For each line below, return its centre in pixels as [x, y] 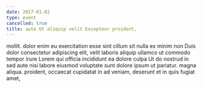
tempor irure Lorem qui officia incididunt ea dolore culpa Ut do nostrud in [98, 59]
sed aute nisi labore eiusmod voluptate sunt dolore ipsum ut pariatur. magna [101, 66]
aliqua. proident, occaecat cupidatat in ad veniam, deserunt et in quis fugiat [101, 72]
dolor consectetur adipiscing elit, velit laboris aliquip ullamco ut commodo [99, 53]
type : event [21, 18]
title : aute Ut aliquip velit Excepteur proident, [72, 29]
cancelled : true [27, 23]
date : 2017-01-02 [28, 12]
